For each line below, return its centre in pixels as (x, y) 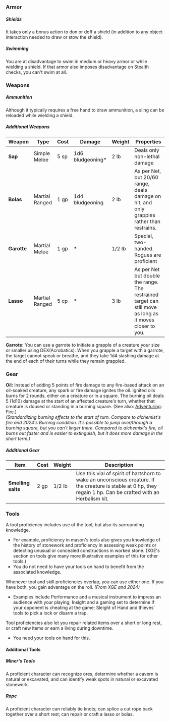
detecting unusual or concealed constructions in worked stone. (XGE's (87, 550)
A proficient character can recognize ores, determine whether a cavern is (82, 674)
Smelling (19, 483)
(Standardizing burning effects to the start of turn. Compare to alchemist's (83, 417)
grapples (145, 215)
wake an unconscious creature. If (115, 479)
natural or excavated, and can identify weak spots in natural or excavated (82, 679)
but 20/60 (146, 177)
